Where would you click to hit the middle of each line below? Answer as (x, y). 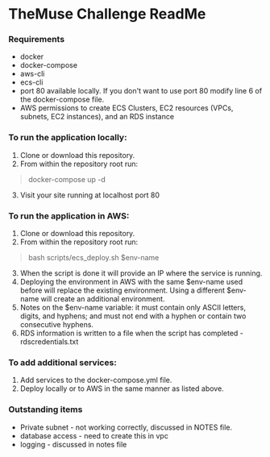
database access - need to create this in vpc (94, 435)
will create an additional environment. (103, 299)
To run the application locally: (68, 138)
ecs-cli (31, 82)
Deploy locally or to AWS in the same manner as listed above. (122, 388)
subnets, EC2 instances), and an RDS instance (97, 117)
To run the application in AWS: (69, 216)
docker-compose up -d (67, 179)
